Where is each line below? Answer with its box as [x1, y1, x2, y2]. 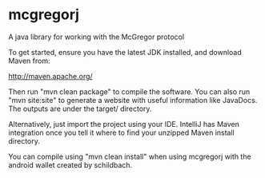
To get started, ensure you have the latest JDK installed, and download [8, 47, 242, 57]
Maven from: [8, 56, 50, 65]
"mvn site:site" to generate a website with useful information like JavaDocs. [8, 95, 258, 105]
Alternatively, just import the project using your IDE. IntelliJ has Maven [8, 119, 240, 129]
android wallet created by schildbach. [8, 160, 133, 169]
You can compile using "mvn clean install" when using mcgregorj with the [8, 152, 251, 161]
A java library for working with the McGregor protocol [8, 32, 185, 42]
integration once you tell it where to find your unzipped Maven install [8, 128, 235, 137]
